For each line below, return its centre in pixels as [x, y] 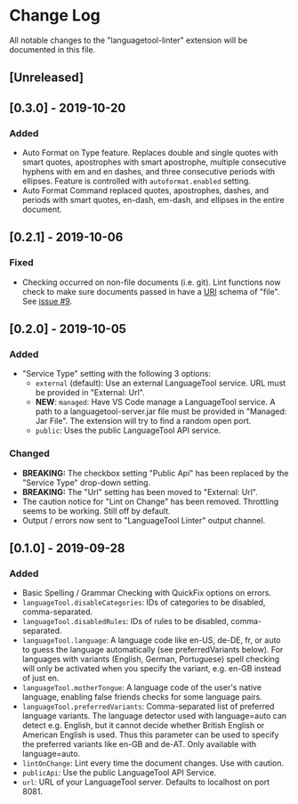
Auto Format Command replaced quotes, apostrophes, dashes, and [145, 191]
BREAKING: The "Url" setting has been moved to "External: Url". [140, 491]
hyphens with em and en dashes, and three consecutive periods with [149, 172]
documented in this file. [52, 49]
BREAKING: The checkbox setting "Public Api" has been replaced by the [155, 473]
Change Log [55, 16]
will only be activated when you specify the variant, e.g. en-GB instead [152, 669]
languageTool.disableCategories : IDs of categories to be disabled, [144, 603]
